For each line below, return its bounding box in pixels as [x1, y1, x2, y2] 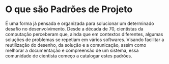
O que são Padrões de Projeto [5, 4, 133, 15]
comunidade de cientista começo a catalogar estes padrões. [5, 52, 132, 59]
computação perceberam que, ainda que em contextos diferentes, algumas [5, 31, 163, 37]
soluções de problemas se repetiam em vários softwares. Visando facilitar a [5, 37, 164, 43]
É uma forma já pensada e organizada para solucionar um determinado [5, 20, 154, 26]
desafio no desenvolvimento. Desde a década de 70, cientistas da [5, 25, 144, 31]
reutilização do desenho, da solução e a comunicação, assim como [5, 42, 147, 48]
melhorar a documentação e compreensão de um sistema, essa [5, 47, 139, 53]
